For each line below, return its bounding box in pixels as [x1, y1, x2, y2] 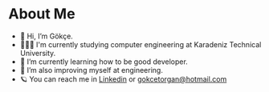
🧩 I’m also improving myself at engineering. [19, 65, 163, 74]
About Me [8, 5, 75, 23]
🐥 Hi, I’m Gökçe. [19, 31, 74, 41]
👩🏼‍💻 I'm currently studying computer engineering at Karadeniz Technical [19, 39, 262, 49]
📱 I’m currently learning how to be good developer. [19, 57, 189, 66]
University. [19, 48, 56, 58]
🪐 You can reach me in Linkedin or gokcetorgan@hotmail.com [19, 74, 227, 84]
